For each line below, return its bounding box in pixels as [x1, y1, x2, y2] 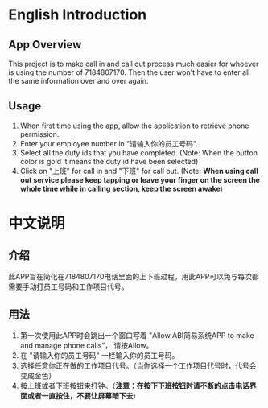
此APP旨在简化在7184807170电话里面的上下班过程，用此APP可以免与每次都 [8, 271, 259, 281]
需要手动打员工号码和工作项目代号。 [8, 282, 129, 291]
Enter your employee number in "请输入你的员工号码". [19, 138, 199, 148]
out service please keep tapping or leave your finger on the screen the [19, 175, 260, 184]
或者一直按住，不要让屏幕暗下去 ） [27, 390, 141, 400]
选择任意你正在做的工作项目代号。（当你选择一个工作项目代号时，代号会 [19, 361, 257, 370]
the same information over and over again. [8, 76, 149, 85]
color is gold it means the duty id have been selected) [19, 156, 199, 166]
